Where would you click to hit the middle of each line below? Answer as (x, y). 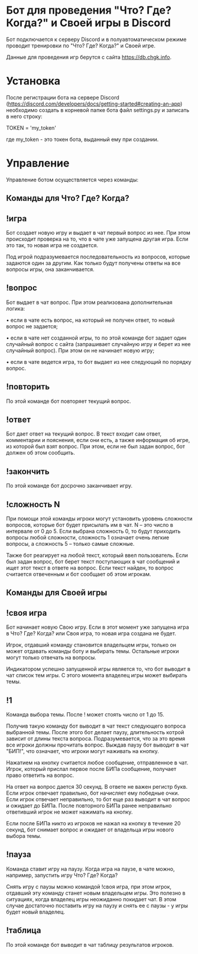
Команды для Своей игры (57, 593)
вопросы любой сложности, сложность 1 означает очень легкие (88, 537)
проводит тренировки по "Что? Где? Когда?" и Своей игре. (81, 46)
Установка (33, 81)
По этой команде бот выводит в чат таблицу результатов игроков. (90, 945)
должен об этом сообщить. (40, 453)
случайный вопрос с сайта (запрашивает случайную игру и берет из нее (98, 344)
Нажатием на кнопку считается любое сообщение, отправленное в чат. (97, 763)
